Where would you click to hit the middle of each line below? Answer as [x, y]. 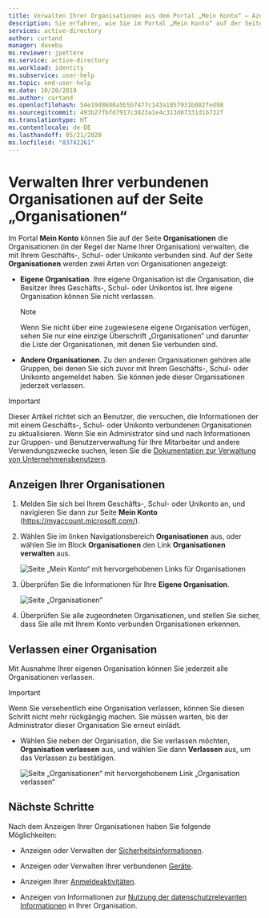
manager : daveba [35, 46]
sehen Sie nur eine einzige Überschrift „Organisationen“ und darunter [134, 336]
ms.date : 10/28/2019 [43, 90]
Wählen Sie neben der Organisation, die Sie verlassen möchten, [125, 741]
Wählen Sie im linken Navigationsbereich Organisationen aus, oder [130, 536]
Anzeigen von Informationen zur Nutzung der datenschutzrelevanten [133, 897]
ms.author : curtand [41, 98]
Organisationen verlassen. [51, 677]
